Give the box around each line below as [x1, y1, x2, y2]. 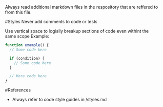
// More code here [9, 74, 47, 79]
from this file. [5, 9, 32, 15]
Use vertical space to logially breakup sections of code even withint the [5, 28, 149, 34]
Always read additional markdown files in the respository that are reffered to [5, 4, 158, 10]
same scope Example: [5, 34, 50, 39]
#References [5, 87, 31, 93]
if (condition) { [9, 56, 45, 61]
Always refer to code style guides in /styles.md [12, 97, 107, 103]
